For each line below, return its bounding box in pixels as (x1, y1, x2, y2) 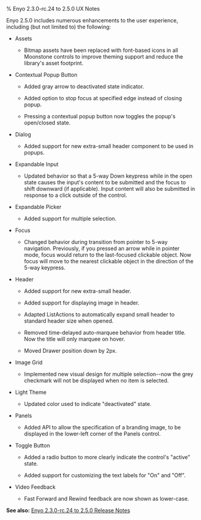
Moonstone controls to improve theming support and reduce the (23, 53, 184, 60)
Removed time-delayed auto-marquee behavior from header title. (23, 329, 186, 336)
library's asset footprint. (23, 60, 84, 66)
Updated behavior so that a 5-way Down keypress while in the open (23, 172, 193, 179)
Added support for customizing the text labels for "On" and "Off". (23, 472, 186, 479)
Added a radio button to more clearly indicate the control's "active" (23, 454, 191, 461)
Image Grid (14, 359, 43, 366)
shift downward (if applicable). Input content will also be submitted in (23, 185, 196, 192)
